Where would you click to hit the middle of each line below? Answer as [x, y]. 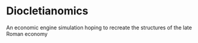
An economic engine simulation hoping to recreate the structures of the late [99, 27]
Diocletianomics [47, 11]
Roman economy [27, 33]
